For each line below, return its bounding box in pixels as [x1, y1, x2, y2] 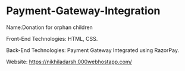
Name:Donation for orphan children [6, 24, 93, 31]
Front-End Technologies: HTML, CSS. [6, 35, 98, 42]
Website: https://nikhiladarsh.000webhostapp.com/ [6, 58, 132, 65]
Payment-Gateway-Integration [6, 4, 161, 18]
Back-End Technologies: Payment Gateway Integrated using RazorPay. [6, 46, 180, 54]
